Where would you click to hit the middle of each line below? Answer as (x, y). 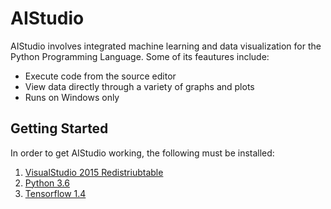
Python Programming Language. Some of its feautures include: (140, 56)
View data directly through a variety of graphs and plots (139, 86)
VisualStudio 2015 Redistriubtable (94, 172)
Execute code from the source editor (100, 76)
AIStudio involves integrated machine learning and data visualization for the (166, 46)
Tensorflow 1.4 (55, 193)
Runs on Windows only (72, 97)
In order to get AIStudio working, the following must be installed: (142, 153)
